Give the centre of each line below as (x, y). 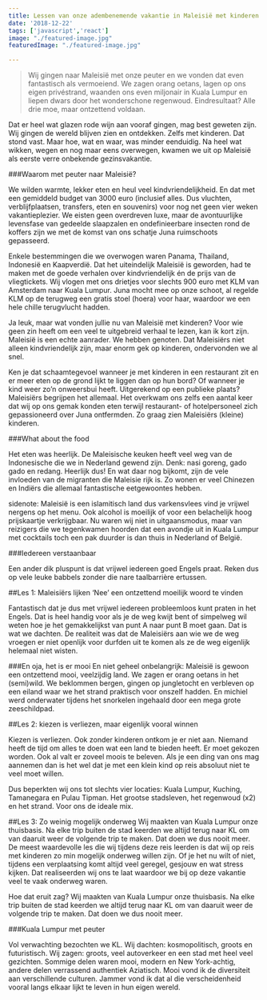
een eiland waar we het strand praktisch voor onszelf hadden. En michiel (128, 692)
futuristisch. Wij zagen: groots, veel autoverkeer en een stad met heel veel (131, 954)
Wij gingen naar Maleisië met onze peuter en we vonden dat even (135, 75)
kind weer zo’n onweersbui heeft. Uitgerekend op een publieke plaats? (124, 390)
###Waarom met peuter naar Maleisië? (72, 174)
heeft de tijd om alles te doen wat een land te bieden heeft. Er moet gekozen (134, 748)
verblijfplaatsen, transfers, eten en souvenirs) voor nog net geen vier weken (133, 207)
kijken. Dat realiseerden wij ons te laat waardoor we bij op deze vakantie (127, 873)
